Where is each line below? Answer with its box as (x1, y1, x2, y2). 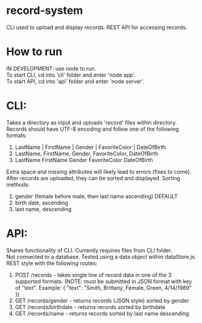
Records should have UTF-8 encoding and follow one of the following (6, 125, 179, 132)
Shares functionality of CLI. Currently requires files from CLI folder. (6, 246, 172, 254)
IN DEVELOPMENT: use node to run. (6, 65, 96, 72)
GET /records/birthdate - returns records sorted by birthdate (14, 303, 166, 310)
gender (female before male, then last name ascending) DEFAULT (14, 192, 178, 200)
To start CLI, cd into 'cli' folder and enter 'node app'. (6, 71, 136, 79)
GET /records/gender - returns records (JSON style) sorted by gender (14, 297, 189, 304)
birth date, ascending (14, 199, 68, 206)
